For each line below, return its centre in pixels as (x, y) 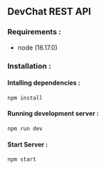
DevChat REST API (49, 12)
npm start (22, 159)
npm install (25, 98)
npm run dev (25, 129)
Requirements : (35, 32)
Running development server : (53, 114)
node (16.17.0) (38, 47)
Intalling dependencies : (44, 83)
